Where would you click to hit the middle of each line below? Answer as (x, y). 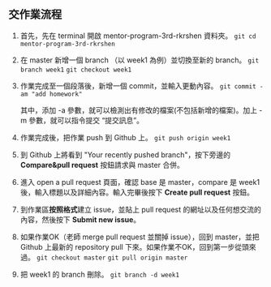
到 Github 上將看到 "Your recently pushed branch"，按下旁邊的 (125, 154)
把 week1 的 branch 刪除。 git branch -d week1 (100, 274)
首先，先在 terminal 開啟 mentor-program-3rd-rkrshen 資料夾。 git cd (138, 36)
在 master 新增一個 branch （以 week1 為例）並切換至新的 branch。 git (140, 60)
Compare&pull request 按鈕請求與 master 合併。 (102, 165)
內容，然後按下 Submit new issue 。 (80, 219)
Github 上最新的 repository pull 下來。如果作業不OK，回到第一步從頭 (134, 246)
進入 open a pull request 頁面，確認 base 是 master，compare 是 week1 (140, 182)
